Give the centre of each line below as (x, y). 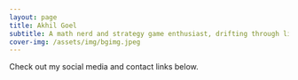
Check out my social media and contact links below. (104, 67)
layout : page (33, 17)
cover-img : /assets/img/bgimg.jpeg (75, 42)
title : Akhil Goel (43, 25)
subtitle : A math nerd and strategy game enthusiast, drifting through (144, 33)
